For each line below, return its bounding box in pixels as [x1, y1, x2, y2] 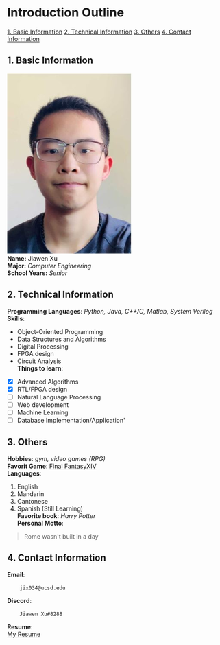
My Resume [7, 630, 41, 638]
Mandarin [16, 489, 45, 498]
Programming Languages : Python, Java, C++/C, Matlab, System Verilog [7, 307, 213, 315]
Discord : [7, 596, 32, 605]
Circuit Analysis [16, 357, 62, 365]
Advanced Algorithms [16, 377, 79, 386]
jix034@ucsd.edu [19, 585, 66, 591]
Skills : [7, 314, 25, 322]
